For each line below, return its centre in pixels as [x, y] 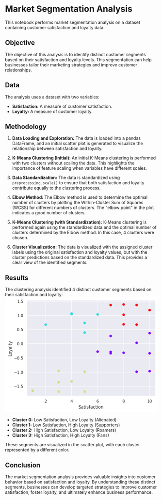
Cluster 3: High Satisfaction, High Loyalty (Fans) [60, 435]
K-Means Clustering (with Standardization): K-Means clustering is [79, 222]
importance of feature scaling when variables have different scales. [79, 168]
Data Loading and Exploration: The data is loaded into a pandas [76, 138]
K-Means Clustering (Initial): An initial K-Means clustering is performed [84, 158]
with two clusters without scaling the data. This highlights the [73, 163]
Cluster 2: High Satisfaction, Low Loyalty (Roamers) [64, 430]
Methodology [26, 126]
